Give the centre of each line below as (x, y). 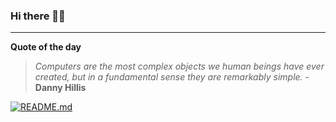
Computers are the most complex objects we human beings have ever (179, 66)
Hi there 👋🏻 (38, 16)
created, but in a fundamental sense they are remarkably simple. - (172, 77)
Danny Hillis (60, 88)
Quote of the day (46, 47)
